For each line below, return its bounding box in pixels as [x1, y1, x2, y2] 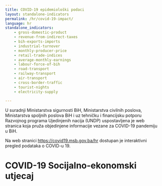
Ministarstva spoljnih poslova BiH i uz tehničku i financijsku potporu [5, 112, 142, 118]
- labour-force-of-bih [14, 62, 60, 67]
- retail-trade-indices [14, 53, 63, 58]
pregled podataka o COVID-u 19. [5, 143, 71, 149]
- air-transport [14, 76, 48, 80]
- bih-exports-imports [14, 39, 60, 44]
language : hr [5, 21, 32, 26]
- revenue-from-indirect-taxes [14, 35, 78, 40]
